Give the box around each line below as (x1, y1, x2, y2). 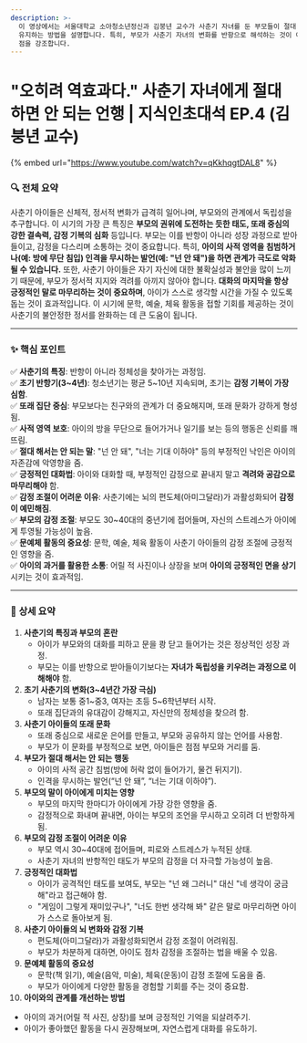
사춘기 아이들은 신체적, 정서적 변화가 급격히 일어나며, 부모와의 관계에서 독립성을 (10, 207, 292, 218)
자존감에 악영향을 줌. (10, 457, 84, 468)
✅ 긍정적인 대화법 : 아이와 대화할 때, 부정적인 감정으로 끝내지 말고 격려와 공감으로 (10, 468, 295, 479)
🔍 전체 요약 (10, 182, 58, 194)
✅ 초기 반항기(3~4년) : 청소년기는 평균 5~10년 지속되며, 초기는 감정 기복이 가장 (10, 377, 290, 388)
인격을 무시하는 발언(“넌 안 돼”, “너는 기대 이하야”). (36, 776, 217, 787)
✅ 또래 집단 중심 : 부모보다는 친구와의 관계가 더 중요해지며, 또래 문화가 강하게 (10, 400, 281, 411)
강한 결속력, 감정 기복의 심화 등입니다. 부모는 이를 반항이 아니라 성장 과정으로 (10, 230, 281, 241)
